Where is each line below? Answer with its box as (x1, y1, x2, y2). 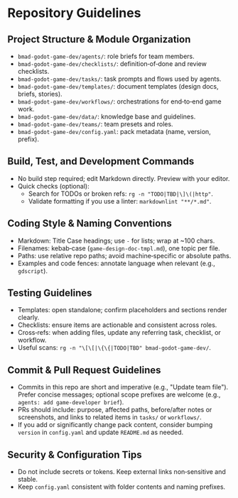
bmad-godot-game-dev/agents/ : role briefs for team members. (17, 52, 195, 60)
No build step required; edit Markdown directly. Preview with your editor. (17, 174, 230, 182)
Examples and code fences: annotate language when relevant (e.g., (17, 259, 215, 267)
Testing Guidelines (7, 287, 92, 299)
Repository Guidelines (7, 5, 141, 21)
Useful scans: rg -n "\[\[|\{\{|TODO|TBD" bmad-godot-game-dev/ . (17, 343, 212, 352)
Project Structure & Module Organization (7, 33, 191, 45)
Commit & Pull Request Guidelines (7, 364, 161, 376)
